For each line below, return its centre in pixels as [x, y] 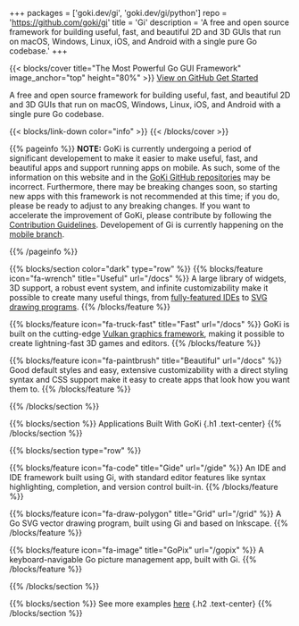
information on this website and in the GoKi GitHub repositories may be [140, 177]
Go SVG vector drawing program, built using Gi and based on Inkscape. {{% [149, 523]
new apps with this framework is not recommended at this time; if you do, [145, 196]
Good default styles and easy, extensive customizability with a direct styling [149, 370]
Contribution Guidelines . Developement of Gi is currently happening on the [146, 224]
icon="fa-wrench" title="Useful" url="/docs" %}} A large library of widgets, [148, 278]
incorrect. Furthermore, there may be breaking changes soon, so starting [144, 186]
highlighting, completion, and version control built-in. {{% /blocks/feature [144, 487]
